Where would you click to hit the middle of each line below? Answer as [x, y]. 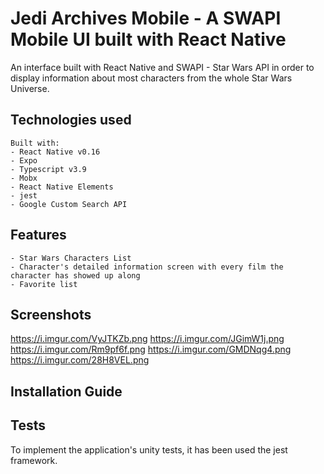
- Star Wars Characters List [71, 258]
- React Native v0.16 [55, 152]
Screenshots [51, 314]
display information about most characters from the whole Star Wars [151, 78]
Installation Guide [66, 391]
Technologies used [71, 120]
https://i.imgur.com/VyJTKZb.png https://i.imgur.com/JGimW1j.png [147, 339]
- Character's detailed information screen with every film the [147, 267]
